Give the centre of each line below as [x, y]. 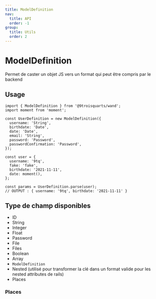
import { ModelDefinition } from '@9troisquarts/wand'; [63, 106]
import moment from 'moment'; [36, 110]
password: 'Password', [32, 140]
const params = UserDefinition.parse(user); [51, 187]
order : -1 [19, 23]
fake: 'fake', [24, 165]
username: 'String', [30, 123]
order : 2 [18, 37]
